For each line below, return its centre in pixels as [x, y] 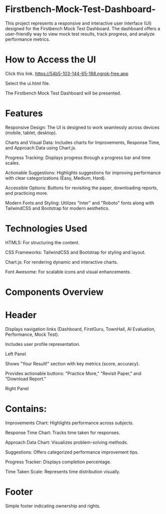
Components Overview [54, 292]
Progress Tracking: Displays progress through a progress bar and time [78, 158]
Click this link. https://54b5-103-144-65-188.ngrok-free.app [67, 74]
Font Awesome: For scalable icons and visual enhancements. [68, 272]
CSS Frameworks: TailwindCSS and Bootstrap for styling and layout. [75, 252]
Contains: [26, 409]
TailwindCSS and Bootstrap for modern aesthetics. [57, 208]
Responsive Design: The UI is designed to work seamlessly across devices [82, 127]
